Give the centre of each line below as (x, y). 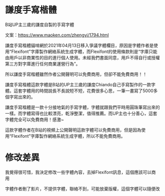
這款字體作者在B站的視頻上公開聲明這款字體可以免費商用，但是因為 (73, 130)
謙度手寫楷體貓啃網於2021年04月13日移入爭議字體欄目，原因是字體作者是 (79, 45)
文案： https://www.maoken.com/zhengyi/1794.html (57, 35)
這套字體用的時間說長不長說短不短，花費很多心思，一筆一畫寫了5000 (83, 91)
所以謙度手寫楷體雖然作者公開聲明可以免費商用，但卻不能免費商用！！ (76, 74)
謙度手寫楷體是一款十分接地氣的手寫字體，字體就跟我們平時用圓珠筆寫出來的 (82, 107)
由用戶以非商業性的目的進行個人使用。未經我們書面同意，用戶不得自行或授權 (82, 57)
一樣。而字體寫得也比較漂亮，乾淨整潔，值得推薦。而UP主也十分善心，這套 (81, 113)
